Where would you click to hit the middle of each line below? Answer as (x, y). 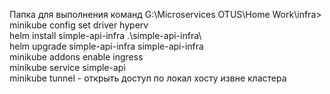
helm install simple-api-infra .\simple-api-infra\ (105, 35)
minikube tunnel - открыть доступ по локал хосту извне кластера (148, 78)
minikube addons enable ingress (76, 57)
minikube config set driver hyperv (79, 25)
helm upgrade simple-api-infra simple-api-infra (106, 46)
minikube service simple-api (67, 67)
